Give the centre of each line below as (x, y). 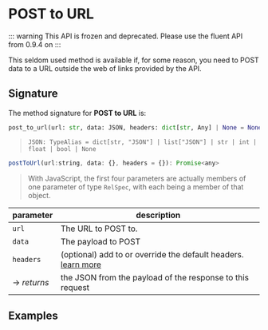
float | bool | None (62, 149)
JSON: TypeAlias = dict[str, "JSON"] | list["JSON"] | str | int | (142, 142)
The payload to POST (101, 241)
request (75, 287)
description (158, 215)
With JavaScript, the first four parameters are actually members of (137, 178)
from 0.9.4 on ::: (35, 44)
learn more (81, 264)
